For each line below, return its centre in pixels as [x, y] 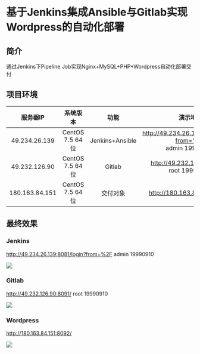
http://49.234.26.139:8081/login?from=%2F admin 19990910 [80, 254]
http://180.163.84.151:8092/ [39, 333]
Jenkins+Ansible [113, 140]
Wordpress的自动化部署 [65, 27]
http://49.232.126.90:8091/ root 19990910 [57, 294]
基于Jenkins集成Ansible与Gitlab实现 [97, 12]
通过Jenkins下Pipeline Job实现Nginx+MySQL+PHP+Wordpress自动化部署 [96, 67]
